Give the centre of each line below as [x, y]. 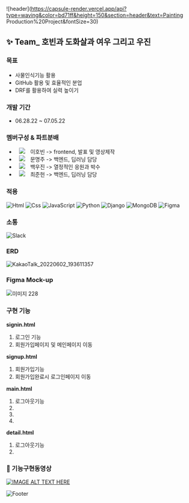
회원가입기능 [30, 369]
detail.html [20, 432]
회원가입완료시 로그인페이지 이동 [53, 376]
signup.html [22, 356]
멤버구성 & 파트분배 [33, 137]
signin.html [21, 324]
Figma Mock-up [30, 280]
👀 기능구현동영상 [29, 469]
